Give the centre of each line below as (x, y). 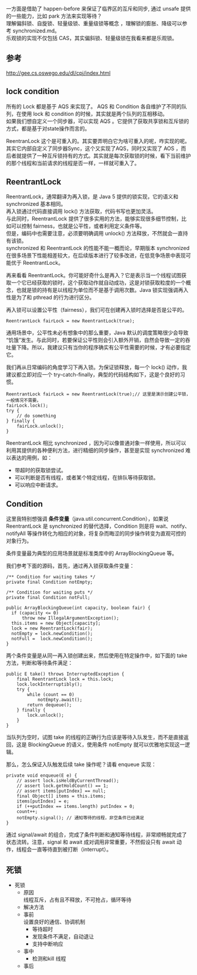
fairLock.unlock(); (40, 426)
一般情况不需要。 (24, 401)
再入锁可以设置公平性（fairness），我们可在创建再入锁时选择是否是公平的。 (97, 310)
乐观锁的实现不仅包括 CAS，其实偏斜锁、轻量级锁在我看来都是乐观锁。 (92, 38)
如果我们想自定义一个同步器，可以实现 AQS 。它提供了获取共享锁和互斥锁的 (98, 121)
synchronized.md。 (36, 31)
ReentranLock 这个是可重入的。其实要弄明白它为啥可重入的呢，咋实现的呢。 (98, 141)
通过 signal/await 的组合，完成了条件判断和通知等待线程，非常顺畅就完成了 (96, 835)
